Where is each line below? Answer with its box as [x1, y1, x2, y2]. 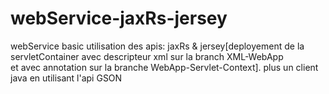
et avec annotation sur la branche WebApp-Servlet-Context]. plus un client [10, 61, 319, 73]
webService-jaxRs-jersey [10, 7, 228, 30]
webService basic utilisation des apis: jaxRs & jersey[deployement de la [10, 40, 305, 52]
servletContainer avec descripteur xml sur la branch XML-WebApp [10, 50, 284, 62]
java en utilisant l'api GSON [10, 72, 123, 84]
